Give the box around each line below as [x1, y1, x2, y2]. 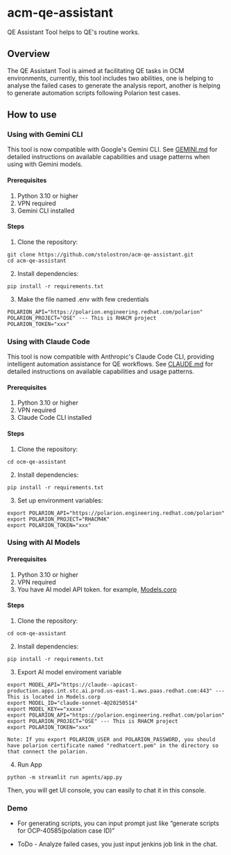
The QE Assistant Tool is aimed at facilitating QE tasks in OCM [7, 66, 185, 74]
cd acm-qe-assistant [7, 257, 67, 264]
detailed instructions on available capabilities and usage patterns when [7, 153, 210, 161]
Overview [7, 48, 51, 60]
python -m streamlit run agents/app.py [7, 774, 123, 781]
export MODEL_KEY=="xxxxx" [7, 706, 85, 712]
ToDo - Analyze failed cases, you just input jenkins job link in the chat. [17, 840, 218, 849]
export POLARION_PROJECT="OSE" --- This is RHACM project [7, 717, 178, 724]
